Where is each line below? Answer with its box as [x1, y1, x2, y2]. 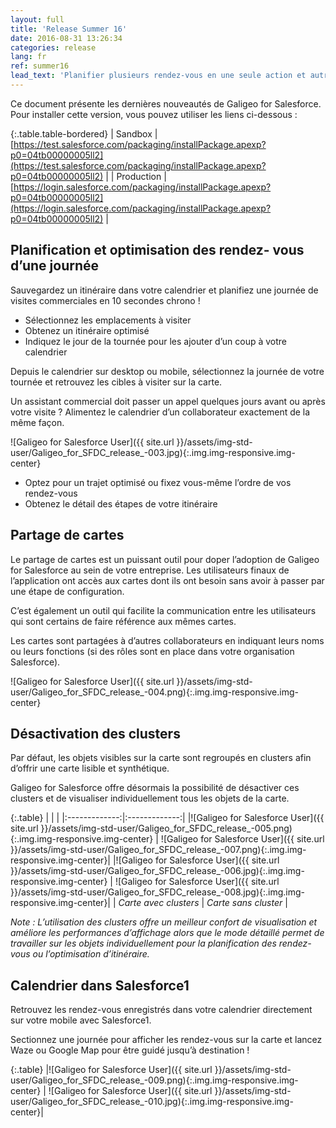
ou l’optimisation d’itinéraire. [32, 948, 150, 960]
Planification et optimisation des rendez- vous [10, 242, 305, 259]
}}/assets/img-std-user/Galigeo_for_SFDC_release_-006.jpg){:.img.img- [10, 865, 305, 877]
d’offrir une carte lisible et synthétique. [10, 762, 170, 775]
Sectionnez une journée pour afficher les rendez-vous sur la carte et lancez [10, 1034, 323, 1046]
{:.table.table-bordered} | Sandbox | [10, 127, 158, 140]
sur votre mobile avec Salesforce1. [10, 1014, 152, 1026]
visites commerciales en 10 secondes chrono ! [10, 294, 201, 306]
